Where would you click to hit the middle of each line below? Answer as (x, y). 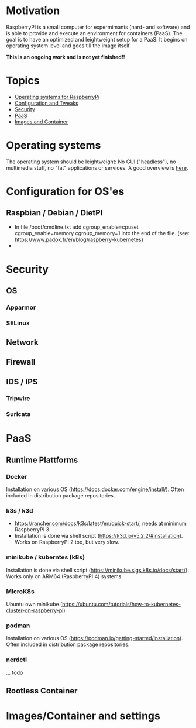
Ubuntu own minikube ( (34, 605)
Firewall (21, 362)
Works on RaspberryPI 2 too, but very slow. (67, 542)
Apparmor (21, 307)
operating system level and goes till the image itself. (69, 46)
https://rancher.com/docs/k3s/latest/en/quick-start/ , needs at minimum (100, 523)
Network (23, 342)
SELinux (18, 323)
